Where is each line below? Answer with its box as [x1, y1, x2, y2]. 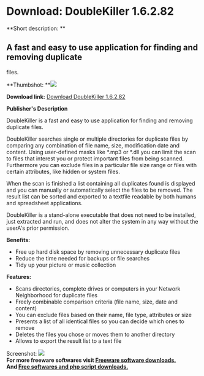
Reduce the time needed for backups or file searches [15, 254, 150, 262]
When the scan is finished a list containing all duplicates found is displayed [6, 179, 195, 187]
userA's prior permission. [6, 224, 70, 232]
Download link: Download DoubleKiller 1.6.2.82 [6, 93, 126, 100]
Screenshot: [6, 350, 37, 357]
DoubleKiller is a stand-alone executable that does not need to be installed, [6, 211, 196, 219]
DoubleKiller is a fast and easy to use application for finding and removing [6, 117, 193, 124]
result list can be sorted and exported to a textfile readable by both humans [6, 192, 197, 200]
